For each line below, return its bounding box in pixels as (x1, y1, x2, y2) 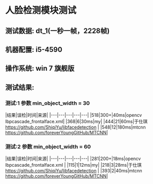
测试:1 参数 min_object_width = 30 (5, 100, 90, 107)
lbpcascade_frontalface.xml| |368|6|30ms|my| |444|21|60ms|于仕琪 (5, 118, 148, 125)
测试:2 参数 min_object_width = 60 (5, 143, 91, 150)
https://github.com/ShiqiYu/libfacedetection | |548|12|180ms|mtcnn (5, 124, 146, 130)
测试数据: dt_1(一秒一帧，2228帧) (5, 26, 110, 35)
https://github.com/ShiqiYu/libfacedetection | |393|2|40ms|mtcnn (5, 168, 143, 174)
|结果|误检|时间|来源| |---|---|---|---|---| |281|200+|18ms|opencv (5, 156, 141, 162)
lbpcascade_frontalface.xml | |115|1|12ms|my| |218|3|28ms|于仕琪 (5, 162, 142, 168)
